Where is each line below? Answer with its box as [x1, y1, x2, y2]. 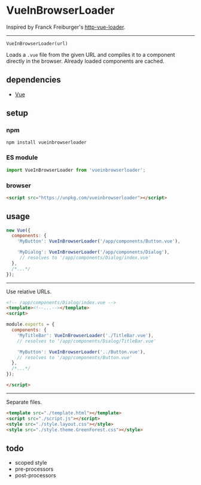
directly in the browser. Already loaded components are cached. [6, 57, 165, 65]
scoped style [14, 459, 47, 466]
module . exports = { [6, 322, 55, 328]
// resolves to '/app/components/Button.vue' [17, 354, 133, 360]
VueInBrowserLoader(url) [6, 40, 68, 47]
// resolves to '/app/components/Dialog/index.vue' [19, 255, 151, 261]
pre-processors [14, 465, 54, 473]
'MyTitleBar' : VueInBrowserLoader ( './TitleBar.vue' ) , [17, 332, 154, 338]
